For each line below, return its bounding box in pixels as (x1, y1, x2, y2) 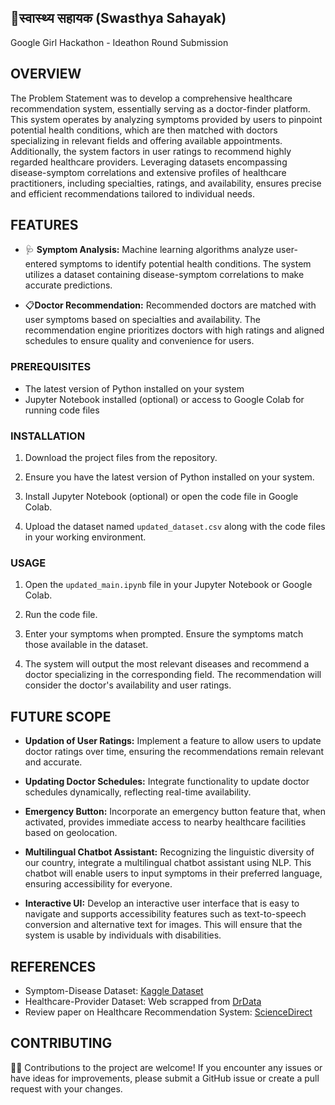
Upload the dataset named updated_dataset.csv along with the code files (24, 521, 326, 533)
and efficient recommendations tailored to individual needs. (10, 187, 255, 200)
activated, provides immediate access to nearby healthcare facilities (24, 816, 307, 828)
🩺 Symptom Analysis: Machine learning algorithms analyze (24, 244, 274, 256)
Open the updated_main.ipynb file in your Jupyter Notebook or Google (24, 579, 313, 591)
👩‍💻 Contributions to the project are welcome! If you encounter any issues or (10, 1061, 323, 1073)
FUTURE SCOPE (10, 708, 112, 725)
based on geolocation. (24, 827, 118, 839)
